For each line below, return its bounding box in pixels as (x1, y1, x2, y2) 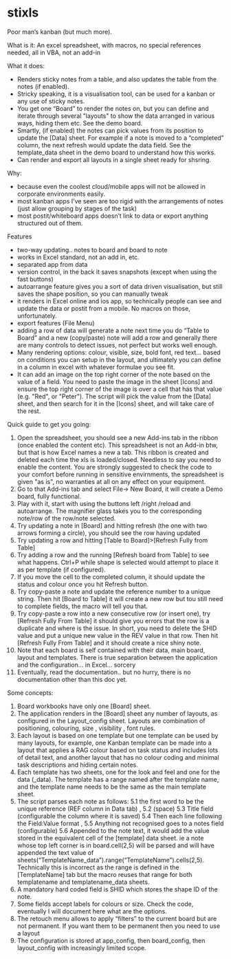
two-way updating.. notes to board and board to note (16, 245, 168, 254)
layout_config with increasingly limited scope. (16, 943, 146, 952)
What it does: (7, 61, 45, 70)
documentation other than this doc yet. (16, 675, 128, 683)
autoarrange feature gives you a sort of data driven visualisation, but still (16, 282, 223, 290)
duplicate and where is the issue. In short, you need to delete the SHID (16, 624, 217, 632)
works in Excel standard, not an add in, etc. (16, 253, 140, 261)
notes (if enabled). (16, 82, 70, 90)
